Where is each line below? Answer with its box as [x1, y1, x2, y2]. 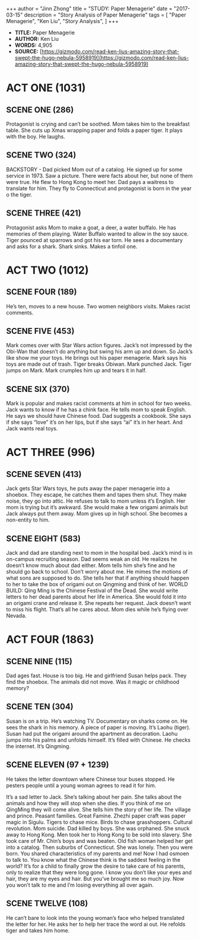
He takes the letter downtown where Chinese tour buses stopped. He [6, 775, 175, 783]
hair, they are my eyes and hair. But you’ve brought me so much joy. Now [6, 875, 185, 882]
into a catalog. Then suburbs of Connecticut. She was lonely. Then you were [6, 844, 193, 851]
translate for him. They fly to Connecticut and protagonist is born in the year [6, 185, 192, 192]
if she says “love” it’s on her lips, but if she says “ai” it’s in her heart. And [6, 419, 183, 426]
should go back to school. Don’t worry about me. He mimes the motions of [6, 568, 188, 575]
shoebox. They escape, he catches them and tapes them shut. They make [6, 491, 187, 498]
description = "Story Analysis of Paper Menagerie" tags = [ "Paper [24, 11, 187, 18]
